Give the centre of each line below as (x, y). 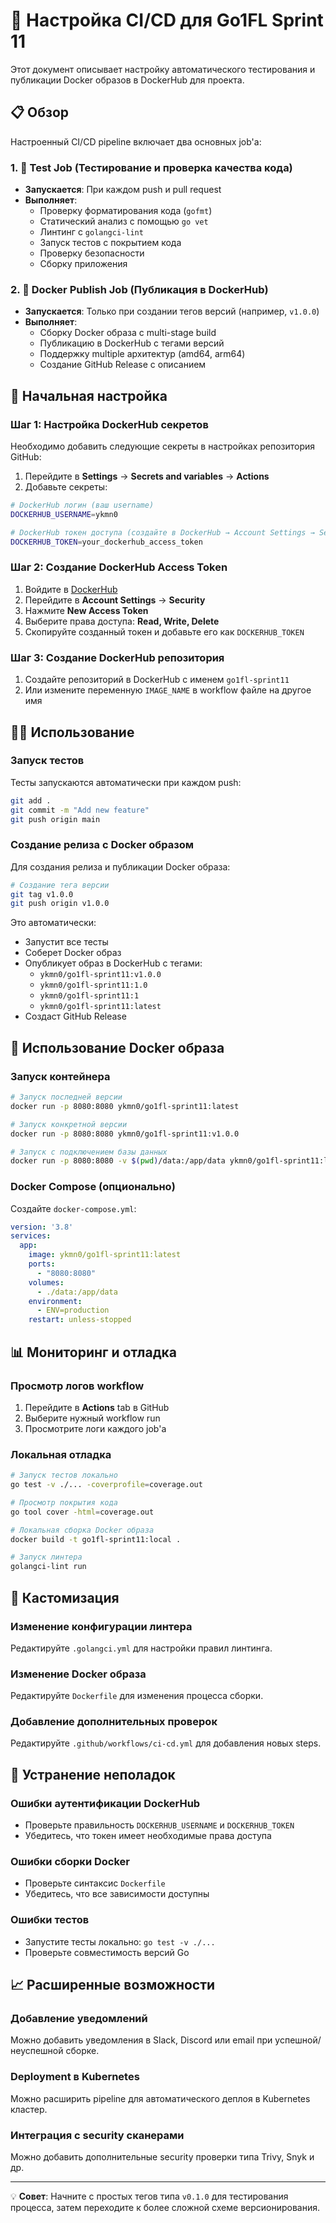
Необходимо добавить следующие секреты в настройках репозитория (163, 446)
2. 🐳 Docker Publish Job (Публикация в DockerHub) (139, 289)
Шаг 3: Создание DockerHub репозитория (117, 657)
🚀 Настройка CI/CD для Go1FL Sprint (167, 20)
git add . (31, 800)
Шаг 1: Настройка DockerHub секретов (109, 424)
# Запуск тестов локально (64, 1475)
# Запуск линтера (46, 1557)
